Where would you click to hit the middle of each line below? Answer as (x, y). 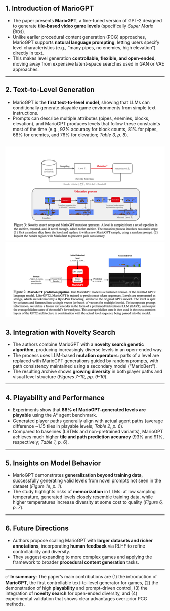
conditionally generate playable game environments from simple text (84, 107)
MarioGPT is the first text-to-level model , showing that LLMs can (81, 102)
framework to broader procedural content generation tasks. (76, 562)
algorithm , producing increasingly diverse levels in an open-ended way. (88, 350)
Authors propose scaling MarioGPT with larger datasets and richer (83, 540)
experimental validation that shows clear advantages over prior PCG (76, 598)
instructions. (26, 113)
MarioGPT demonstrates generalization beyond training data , (78, 475)
